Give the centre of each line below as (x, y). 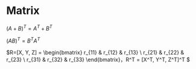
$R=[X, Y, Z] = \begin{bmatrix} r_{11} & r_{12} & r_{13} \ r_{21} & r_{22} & (95, 53)
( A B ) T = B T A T (23, 40)
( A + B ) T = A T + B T (29, 28)
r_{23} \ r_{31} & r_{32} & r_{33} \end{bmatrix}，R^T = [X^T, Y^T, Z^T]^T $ (98, 60)
